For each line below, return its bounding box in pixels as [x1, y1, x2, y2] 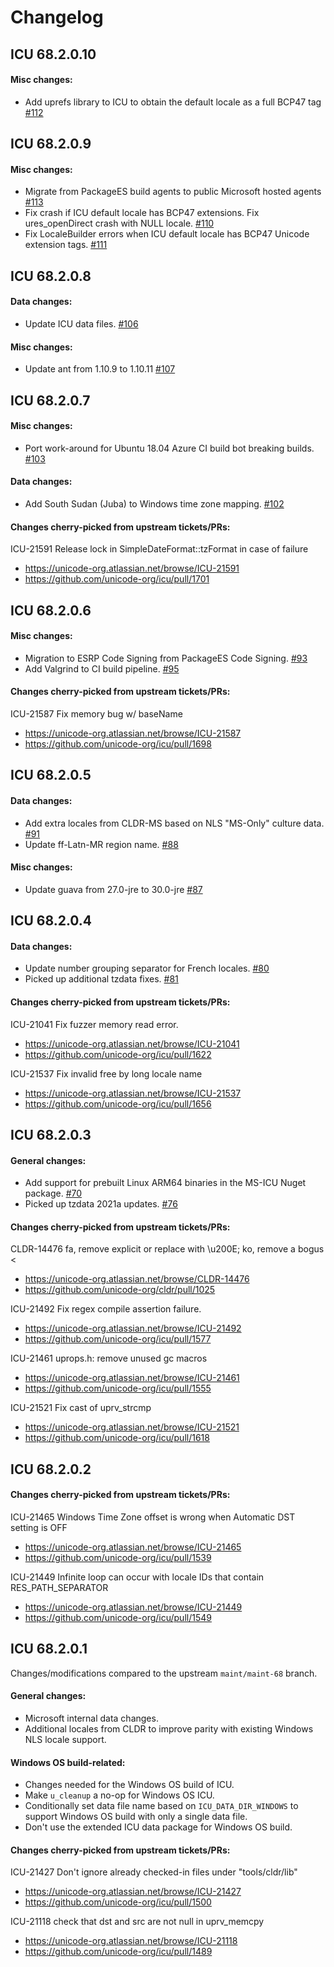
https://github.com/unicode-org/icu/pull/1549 [24, 1611, 212, 1623]
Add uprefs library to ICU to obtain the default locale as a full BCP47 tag [24, 96, 322, 108]
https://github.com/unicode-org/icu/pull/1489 [24, 1946, 213, 1958]
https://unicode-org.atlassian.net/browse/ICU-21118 [24, 1935, 238, 1947]
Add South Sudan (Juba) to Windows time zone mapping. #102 [24, 497, 285, 510]
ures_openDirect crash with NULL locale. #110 [24, 217, 215, 230]
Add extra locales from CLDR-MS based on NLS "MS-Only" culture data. [24, 817, 325, 829]
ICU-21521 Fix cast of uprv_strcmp [10, 1402, 152, 1414]
